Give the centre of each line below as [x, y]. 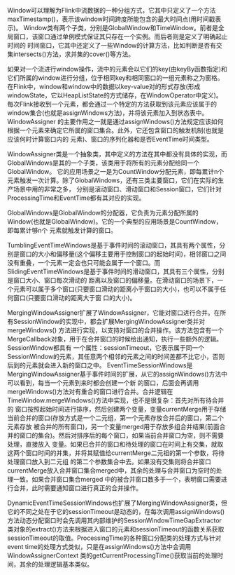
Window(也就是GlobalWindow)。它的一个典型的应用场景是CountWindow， [115, 222]
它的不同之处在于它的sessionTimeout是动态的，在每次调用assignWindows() [116, 512]
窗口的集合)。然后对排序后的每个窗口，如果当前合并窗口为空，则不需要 [122, 435]
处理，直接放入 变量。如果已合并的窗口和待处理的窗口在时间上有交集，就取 [115, 444]
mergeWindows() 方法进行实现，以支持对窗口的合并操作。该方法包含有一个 [115, 330]
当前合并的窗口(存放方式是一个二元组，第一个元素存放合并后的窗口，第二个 [116, 418]
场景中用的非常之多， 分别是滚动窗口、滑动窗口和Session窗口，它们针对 [117, 189]
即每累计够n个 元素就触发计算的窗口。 [62, 230]
